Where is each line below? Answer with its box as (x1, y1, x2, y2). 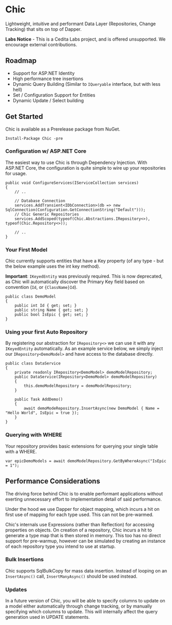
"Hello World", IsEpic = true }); (5, 410, 80, 416)
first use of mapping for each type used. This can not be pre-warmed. (5, 511, 154, 518)
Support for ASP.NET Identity (12, 70, 75, 76)
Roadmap (5, 57, 37, 65)
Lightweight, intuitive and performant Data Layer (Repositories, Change (5, 21, 156, 27)
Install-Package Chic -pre (5, 136, 63, 141)
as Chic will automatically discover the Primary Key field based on (5, 279, 145, 285)
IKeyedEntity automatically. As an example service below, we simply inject (5, 345, 163, 352)
